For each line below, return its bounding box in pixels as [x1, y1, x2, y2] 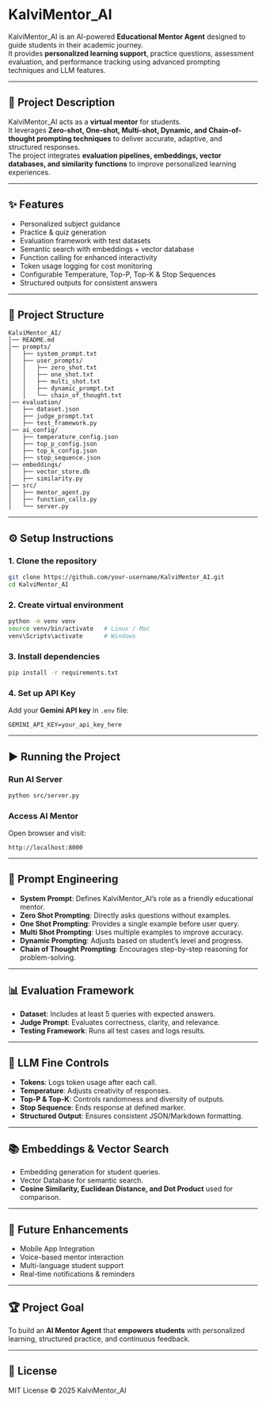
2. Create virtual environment [8, 599, 124, 610]
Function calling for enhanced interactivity [19, 252, 158, 262]
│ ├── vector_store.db [8, 468, 90, 476]
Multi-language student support [19, 1261, 124, 1270]
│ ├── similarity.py [8, 475, 83, 483]
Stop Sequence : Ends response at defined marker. [19, 1102, 186, 1112]
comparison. [19, 1193, 61, 1202]
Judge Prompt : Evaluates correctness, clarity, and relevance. [19, 1017, 220, 1027]
